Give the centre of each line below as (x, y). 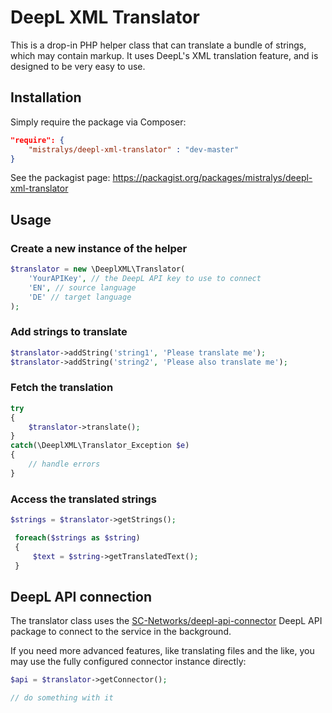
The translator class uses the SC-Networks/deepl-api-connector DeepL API (166, 621)
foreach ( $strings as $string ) (77, 537)
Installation (46, 97)
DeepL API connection (81, 596)
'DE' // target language (80, 297)
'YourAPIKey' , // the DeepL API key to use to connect (145, 278)
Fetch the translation (62, 388)
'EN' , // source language (82, 287)
